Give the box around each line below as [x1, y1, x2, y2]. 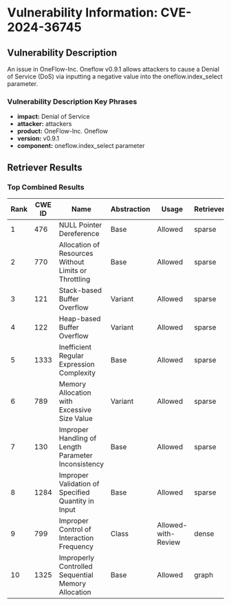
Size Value [58, 413, 93, 423]
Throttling [58, 274, 91, 283]
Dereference [58, 228, 100, 238]
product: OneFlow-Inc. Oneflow [16, 127, 109, 136]
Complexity [58, 368, 96, 378]
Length [58, 442, 82, 451]
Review [157, 537, 181, 547]
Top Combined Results [7, 182, 85, 192]
